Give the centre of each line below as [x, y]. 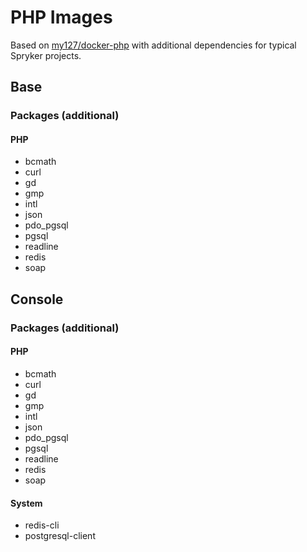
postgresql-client [60, 536]
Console [37, 299]
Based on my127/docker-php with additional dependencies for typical [153, 45]
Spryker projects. [46, 55]
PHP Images [61, 17]
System [26, 503]
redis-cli [42, 525]
